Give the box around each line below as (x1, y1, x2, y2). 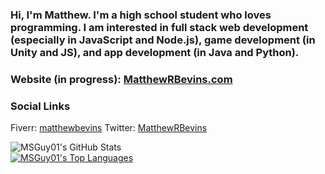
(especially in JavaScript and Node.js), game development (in (10, 33, 316, 47)
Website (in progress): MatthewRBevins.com (10, 72, 233, 86)
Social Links (10, 99, 71, 113)
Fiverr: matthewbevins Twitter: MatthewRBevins (10, 122, 208, 134)
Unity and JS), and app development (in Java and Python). (10, 45, 300, 59)
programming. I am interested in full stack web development (10, 20, 309, 34)
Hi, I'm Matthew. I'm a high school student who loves (10, 8, 272, 22)
